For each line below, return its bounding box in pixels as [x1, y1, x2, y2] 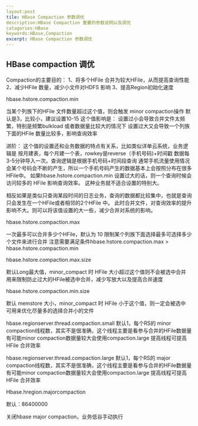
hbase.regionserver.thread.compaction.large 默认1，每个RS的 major [6, 354, 171, 361]
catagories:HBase [6, 25, 49, 31]
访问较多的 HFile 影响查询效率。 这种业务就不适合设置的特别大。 [6, 179, 163, 186]
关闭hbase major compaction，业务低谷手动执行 [6, 413, 124, 420]
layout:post [6, 8, 35, 15]
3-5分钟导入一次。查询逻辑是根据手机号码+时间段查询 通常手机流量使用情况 [6, 157, 190, 164]
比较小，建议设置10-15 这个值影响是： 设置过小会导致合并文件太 [24, 115, 180, 122]
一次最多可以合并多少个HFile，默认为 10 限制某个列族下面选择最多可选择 [6, 230, 182, 238]
